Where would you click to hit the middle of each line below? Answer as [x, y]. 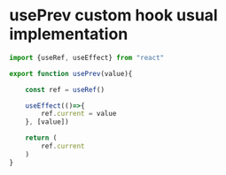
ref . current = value [79, 114]
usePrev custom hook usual [114, 15]
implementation [69, 34]
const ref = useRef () [65, 89]
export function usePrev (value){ [71, 73]
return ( [41, 138]
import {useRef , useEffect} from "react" [87, 57]
